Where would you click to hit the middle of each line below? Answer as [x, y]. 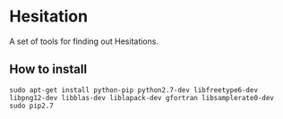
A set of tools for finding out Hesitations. [84, 41]
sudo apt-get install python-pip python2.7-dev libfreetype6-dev [133, 90]
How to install [48, 69]
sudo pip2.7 [31, 106]
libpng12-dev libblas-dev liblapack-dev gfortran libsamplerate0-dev [142, 98]
